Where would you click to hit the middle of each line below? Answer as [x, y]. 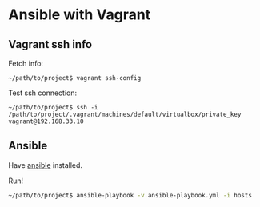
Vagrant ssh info [50, 44]
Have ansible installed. [45, 165]
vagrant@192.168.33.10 [46, 121]
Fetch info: [26, 63]
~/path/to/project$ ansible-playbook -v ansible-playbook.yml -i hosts [130, 195]
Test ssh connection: [43, 93]
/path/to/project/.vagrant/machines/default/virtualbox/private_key [125, 114]
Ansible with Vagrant [80, 15]
